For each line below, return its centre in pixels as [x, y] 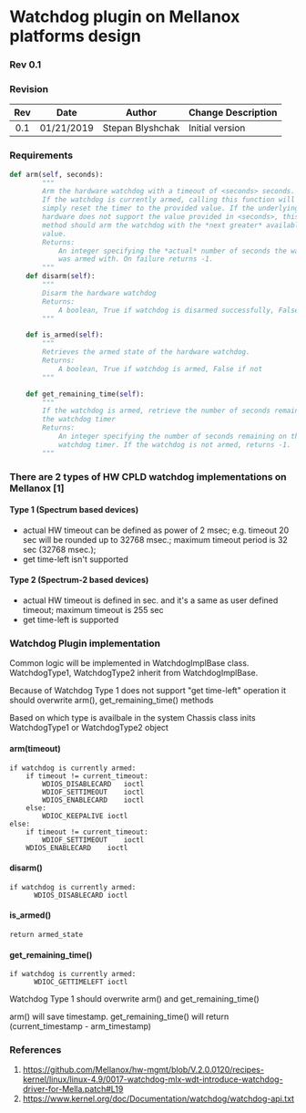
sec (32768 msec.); [59, 549]
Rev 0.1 [25, 65]
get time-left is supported [71, 620]
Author [142, 113]
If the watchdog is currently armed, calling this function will [169, 200]
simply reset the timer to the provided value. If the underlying [171, 208]
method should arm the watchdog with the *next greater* [152, 225]
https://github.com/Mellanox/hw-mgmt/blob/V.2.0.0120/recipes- [143, 1070]
